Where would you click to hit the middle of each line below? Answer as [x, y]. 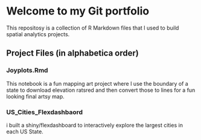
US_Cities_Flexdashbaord [45, 112]
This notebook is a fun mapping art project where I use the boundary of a [97, 83]
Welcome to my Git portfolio [78, 11]
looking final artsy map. [35, 96]
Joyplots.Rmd [27, 71]
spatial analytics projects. [38, 34]
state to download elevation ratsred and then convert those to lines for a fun [101, 90]
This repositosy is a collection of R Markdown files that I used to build [93, 28]
